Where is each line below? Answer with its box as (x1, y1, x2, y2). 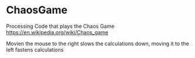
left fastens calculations (6, 46, 64, 53)
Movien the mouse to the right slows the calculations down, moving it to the (6, 40, 189, 47)
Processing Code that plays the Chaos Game (6, 23, 115, 30)
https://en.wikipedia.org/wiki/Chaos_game (6, 28, 109, 35)
